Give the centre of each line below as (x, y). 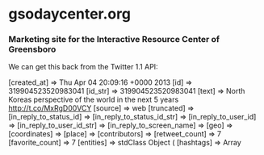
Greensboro (32, 49)
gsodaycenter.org (70, 14)
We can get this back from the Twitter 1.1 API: (84, 67)
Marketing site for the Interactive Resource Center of (114, 40)
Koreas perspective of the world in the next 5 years (94, 100)
